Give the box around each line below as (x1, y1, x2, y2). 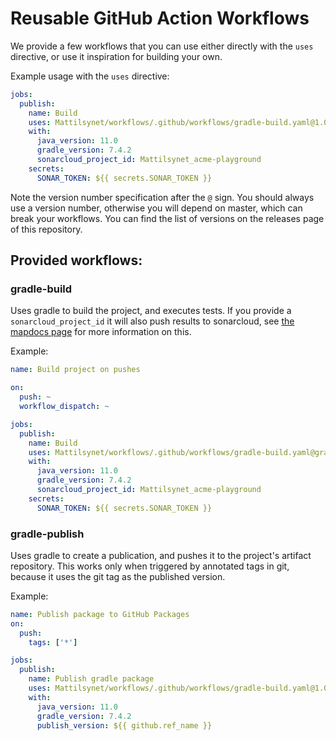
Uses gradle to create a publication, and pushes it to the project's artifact (10, 549, 312, 561)
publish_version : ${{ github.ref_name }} (36, 720, 213, 731)
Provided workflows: (10, 252, 143, 269)
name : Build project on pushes (10, 365, 141, 375)
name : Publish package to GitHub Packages (10, 609, 190, 619)
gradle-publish (10, 527, 85, 541)
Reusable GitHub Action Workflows (10, 7, 310, 30)
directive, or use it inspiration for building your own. (10, 50, 223, 62)
